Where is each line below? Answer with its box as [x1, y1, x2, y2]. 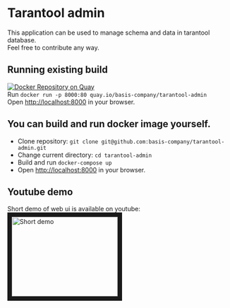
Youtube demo [7, 186, 73, 198]
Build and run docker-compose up [17, 158, 112, 167]
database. [7, 35, 37, 44]
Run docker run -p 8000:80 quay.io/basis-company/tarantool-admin [7, 90, 207, 98]
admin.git [17, 144, 47, 151]
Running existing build [7, 64, 108, 76]
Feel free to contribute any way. [7, 43, 100, 52]
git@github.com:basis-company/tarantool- [101, 138, 225, 146]
